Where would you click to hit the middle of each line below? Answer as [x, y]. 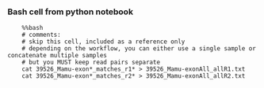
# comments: [41, 35]
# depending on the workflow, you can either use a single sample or [139, 49]
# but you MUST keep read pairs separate [91, 62]
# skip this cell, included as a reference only [103, 42]
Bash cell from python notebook [71, 12]
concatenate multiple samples [57, 56]
